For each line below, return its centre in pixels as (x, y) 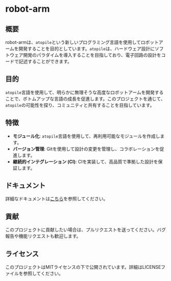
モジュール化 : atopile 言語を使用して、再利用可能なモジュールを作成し (86, 136)
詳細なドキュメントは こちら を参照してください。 (57, 199)
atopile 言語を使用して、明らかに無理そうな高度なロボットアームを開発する (84, 92)
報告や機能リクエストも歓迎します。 (43, 236)
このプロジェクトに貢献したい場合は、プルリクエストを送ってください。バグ (86, 230)
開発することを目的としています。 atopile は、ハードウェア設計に (87, 49)
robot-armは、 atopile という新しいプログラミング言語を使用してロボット (82, 42)
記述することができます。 (45, 61)
